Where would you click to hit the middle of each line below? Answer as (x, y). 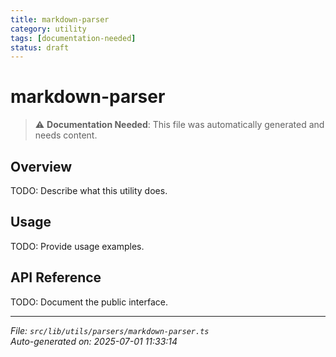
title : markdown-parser (60, 19)
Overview (41, 166)
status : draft (40, 47)
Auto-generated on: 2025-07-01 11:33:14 (94, 341)
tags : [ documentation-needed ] (73, 38)
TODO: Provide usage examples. (77, 246)
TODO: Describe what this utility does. (89, 190)
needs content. (66, 135)
